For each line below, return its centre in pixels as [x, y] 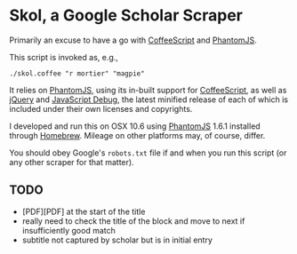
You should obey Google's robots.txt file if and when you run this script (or [148, 153]
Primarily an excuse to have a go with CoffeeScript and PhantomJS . [133, 40]
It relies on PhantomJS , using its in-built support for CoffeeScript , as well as [148, 90]
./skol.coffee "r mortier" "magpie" [77, 73]
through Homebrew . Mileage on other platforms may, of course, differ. [137, 135]
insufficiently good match [68, 230]
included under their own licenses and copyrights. [101, 108]
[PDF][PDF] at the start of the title [84, 211]
